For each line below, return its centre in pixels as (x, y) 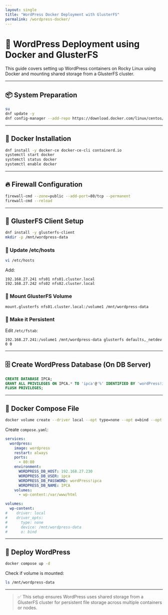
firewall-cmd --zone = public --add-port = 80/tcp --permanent (68, 196)
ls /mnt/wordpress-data (30, 582)
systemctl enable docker (31, 164)
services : (15, 439)
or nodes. (27, 608)
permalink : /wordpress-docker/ (38, 19)
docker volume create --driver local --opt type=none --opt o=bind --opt (84, 420)
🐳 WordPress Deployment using (72, 44)
